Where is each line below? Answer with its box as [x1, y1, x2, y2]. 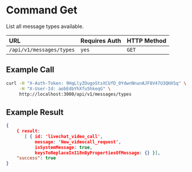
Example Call [6, 65, 54, 75]
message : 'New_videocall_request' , [34, 139, 121, 145]
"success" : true [16, 155, 57, 161]
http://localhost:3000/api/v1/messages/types [19, 91, 132, 97]
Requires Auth [81, 36, 121, 44]
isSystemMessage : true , [34, 144, 93, 150]
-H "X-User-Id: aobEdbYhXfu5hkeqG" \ [19, 86, 111, 92]
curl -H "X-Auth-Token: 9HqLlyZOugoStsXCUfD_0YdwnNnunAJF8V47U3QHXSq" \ [6, 80, 187, 86]
